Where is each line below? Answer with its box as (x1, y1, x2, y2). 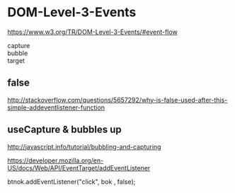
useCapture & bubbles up (7, 124, 122, 136)
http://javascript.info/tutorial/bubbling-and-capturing (7, 142, 161, 151)
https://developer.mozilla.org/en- (7, 156, 104, 165)
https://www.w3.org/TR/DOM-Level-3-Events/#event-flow (7, 28, 178, 36)
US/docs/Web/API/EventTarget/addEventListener (7, 163, 151, 172)
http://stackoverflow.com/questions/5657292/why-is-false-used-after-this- (7, 95, 228, 104)
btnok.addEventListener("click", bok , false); (7, 177, 136, 186)
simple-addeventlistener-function (7, 103, 105, 112)
